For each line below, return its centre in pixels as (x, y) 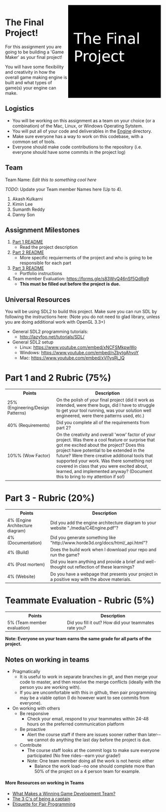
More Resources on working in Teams (45, 783)
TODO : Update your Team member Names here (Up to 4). (64, 189)
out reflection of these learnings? (101, 567)
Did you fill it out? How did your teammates (110, 622)
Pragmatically (26, 671)
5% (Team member (27, 622)
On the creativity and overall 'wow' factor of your (106, 434)
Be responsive (34, 714)
